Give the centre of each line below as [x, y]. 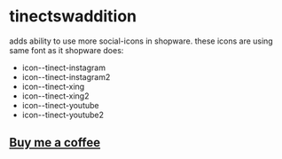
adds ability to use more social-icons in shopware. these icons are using [141, 41]
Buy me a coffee [55, 143]
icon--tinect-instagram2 [66, 76]
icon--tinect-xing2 [55, 96]
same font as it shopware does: [67, 50]
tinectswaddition [73, 16]
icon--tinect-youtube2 [63, 115]
